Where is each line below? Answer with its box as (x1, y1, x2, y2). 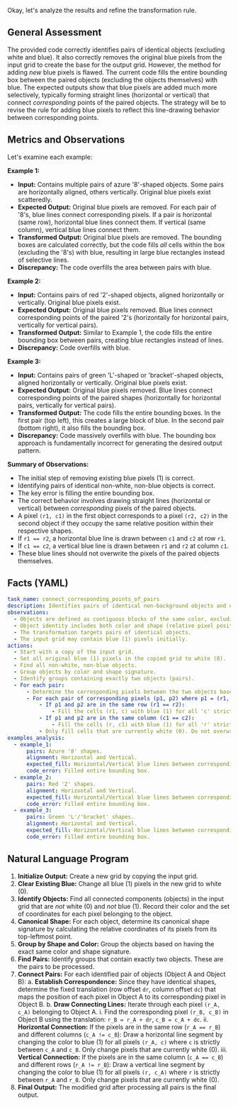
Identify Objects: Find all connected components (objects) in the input (17, 894, 225, 903)
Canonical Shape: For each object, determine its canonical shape (17, 917, 210, 925)
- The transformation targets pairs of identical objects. (13, 629, 192, 636)
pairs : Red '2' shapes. (25, 780, 97, 787)
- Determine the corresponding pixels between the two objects (25, 688, 217, 695)
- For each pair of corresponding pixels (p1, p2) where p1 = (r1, (25, 695, 230, 702)
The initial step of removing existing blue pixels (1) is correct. (17, 473, 195, 482)
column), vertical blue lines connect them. (17, 225, 140, 233)
